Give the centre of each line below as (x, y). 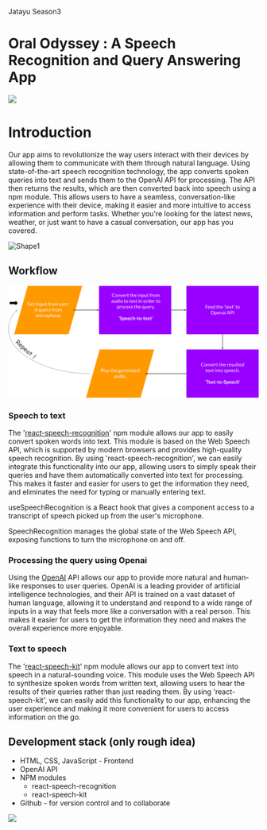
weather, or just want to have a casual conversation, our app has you (121, 222)
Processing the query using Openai (78, 560)
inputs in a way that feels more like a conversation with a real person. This (129, 611)
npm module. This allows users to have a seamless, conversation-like (122, 196)
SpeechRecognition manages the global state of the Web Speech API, (122, 531)
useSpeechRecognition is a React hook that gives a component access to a (132, 507)
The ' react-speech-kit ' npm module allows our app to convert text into (124, 666)
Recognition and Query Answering (124, 61)
